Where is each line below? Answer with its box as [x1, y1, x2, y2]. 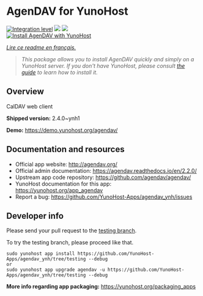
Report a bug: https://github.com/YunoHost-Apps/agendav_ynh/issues [15, 193, 193, 200]
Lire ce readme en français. [6, 44, 76, 51]
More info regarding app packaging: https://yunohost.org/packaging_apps [6, 283, 196, 290]
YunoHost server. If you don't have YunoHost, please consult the [21, 62, 185, 69]
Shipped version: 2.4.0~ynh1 [6, 115, 81, 122]
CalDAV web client [6, 102, 53, 110]
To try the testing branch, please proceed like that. [6, 239, 134, 246]
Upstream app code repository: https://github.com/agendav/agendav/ [15, 173, 191, 181]
